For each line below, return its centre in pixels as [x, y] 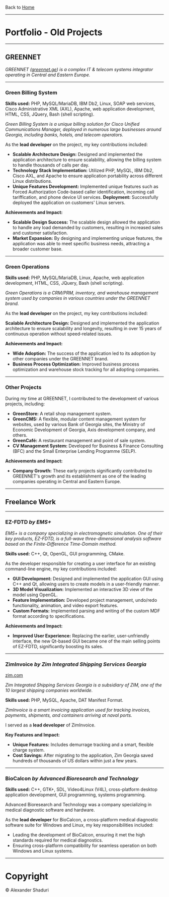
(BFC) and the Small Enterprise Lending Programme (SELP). [74, 451]
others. [20, 435]
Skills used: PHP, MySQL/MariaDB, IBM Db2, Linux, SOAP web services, [80, 103]
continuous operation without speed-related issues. [59, 334]
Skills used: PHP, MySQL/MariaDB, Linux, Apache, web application [75, 278]
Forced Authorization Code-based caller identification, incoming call [83, 192]
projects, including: [25, 404]
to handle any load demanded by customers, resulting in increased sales [88, 228]
